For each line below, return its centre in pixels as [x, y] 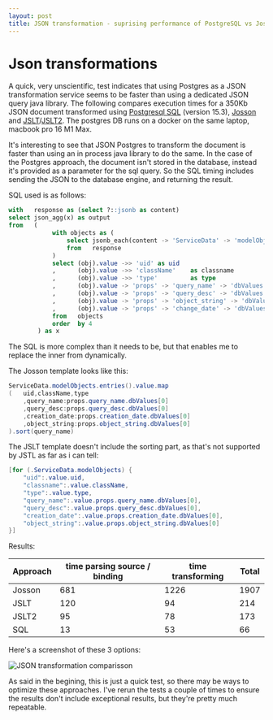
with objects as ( [83, 233]
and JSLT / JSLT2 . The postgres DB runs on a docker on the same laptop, [129, 121]
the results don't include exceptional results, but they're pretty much [123, 699]
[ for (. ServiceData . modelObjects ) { [70, 471]
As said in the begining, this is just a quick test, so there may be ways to [129, 681]
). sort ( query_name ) [41, 432]
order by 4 [72, 323]
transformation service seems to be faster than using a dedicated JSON [129, 95]
